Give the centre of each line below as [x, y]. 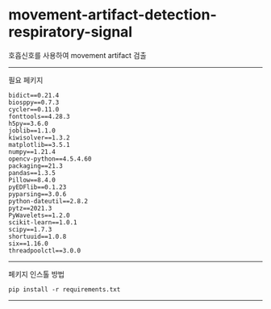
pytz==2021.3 [30, 208]
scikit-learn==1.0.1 [43, 222]
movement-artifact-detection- [113, 15]
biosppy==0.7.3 [34, 102]
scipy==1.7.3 [30, 229]
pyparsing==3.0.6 [38, 194]
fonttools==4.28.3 [39, 116]
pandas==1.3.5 [32, 173]
